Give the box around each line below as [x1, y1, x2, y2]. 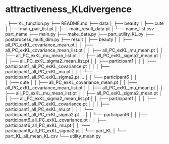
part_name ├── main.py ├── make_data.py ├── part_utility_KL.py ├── [5, 31, 154, 37]
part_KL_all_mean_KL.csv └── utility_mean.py [5, 133, 101, 139]
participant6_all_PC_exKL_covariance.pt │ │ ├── [5, 117, 107, 123]
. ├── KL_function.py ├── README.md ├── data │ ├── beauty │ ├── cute [5, 20, 164, 26]
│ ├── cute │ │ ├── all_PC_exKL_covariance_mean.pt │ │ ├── [5, 79, 137, 85]
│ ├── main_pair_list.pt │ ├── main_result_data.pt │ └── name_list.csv [5, 25, 154, 31]
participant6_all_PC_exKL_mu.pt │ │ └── [5, 122, 90, 128]
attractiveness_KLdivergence [5, 4, 132, 15]
